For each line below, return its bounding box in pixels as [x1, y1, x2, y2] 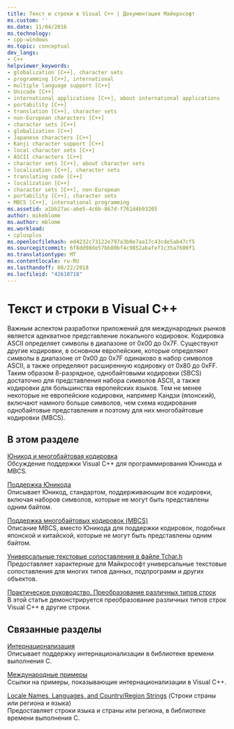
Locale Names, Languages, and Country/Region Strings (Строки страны [7, 691, 217, 700]
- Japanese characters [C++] [7, 134, 92, 141]
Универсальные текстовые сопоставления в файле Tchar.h [7, 553, 183, 561]
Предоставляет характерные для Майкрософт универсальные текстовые [7, 560, 227, 568]
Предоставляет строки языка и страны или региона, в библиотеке [7, 707, 206, 715]
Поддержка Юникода [7, 480, 71, 489]
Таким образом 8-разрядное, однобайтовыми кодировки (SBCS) [7, 368, 202, 377]
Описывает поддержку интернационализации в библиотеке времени [7, 649, 214, 658]
